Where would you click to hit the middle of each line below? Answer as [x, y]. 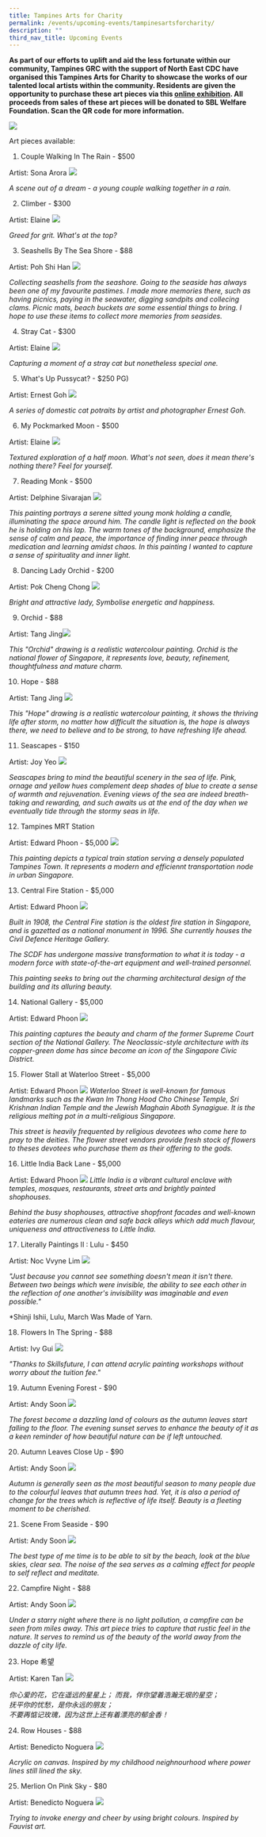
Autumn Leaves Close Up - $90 [72, 1452]
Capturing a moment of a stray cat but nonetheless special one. [114, 363]
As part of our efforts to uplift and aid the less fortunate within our [120, 60]
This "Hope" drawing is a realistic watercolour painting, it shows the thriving [134, 713]
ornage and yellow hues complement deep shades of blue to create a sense [133, 786]
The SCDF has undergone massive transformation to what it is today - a [127, 955]
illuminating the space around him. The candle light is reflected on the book [133, 521]
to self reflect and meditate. [54, 1573]
